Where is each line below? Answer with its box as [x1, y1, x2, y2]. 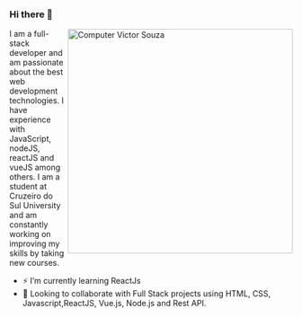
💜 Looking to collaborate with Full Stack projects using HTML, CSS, [22, 288, 271, 299]
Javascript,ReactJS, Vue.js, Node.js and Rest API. [22, 298, 207, 309]
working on [9, 229, 51, 240]
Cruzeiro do [9, 190, 54, 201]
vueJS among [9, 162, 61, 173]
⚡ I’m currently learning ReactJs [22, 276, 141, 286]
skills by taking [9, 248, 65, 259]
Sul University [9, 200, 61, 211]
